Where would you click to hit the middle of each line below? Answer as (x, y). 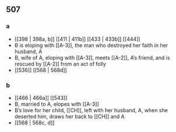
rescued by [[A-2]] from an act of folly (60, 64)
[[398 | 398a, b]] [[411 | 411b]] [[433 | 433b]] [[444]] (78, 39)
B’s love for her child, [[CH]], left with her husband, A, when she (91, 110)
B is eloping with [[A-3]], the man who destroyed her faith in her (91, 45)
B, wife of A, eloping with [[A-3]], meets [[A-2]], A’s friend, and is (92, 57)
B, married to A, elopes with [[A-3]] (57, 104)
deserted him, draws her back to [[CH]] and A (69, 116)
